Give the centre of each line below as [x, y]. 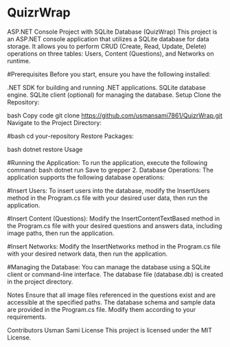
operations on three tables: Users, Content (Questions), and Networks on [111, 54]
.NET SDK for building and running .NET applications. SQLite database [106, 87]
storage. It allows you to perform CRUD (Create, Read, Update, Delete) [107, 46]
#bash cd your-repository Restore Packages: [70, 136]
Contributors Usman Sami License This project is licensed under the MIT [110, 330]
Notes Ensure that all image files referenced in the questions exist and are [112, 295]
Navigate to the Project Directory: [54, 122]
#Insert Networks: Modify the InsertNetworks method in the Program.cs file [114, 246]
